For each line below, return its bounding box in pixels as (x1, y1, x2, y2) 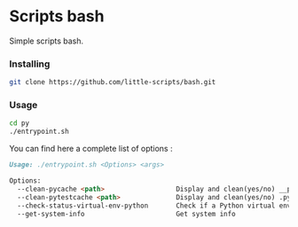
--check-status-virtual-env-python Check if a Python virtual (17, 201, 276, 210)
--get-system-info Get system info (17, 209, 237, 218)
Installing (9, 58, 51, 70)
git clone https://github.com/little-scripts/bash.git (9, 78, 216, 87)
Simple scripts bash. (9, 35, 84, 46)
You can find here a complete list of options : (9, 144, 173, 154)
